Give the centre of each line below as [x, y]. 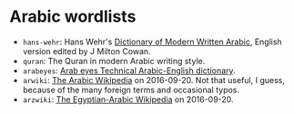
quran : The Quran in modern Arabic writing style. [114, 61]
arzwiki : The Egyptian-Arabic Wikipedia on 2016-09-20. [128, 99]
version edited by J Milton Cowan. [87, 51]
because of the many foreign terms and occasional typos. [131, 90]
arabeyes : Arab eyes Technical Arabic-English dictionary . [129, 71]
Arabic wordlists [73, 17]
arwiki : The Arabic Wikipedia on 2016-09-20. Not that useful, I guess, [153, 80]
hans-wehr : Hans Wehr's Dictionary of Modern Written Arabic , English [152, 42]
